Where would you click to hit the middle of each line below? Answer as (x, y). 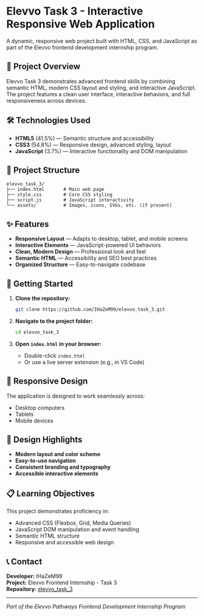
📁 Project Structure (43, 170)
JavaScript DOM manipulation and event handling (77, 530)
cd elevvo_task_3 (37, 332)
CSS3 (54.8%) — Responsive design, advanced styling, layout (93, 145)
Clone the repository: (42, 298)
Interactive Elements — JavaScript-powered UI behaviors (88, 245)
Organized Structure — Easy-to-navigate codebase (80, 265)
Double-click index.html (54, 355)
